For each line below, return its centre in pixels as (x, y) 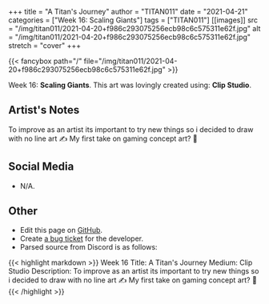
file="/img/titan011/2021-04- (130, 61)
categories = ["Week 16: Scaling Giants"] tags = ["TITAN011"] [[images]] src (133, 20)
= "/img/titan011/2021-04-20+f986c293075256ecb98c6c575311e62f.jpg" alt (134, 28)
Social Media (41, 167)
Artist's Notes (44, 110)
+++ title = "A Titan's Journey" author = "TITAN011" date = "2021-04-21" (128, 12)
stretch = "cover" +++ (45, 46)
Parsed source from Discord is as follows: (88, 247)
